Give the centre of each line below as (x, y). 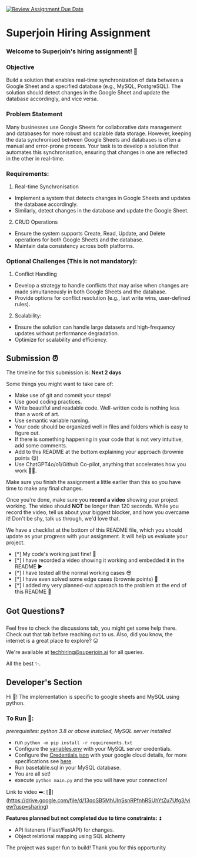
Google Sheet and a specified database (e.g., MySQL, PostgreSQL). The (94, 86)
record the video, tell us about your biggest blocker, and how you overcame (98, 512)
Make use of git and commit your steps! (63, 395)
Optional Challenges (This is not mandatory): (72, 261)
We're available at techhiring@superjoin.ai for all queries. (75, 652)
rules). (22, 305)
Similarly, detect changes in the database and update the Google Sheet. (102, 210)
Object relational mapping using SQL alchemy (70, 836)
